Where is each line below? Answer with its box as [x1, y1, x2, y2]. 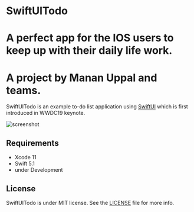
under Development [14, 166, 63, 174]
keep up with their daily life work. [6, 44, 173, 57]
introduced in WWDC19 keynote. [6, 110, 86, 117]
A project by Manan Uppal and [6, 71, 157, 84]
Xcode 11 [14, 154, 37, 161]
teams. [6, 83, 41, 97]
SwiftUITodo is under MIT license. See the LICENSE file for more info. [6, 199, 175, 206]
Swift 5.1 [14, 160, 35, 167]
